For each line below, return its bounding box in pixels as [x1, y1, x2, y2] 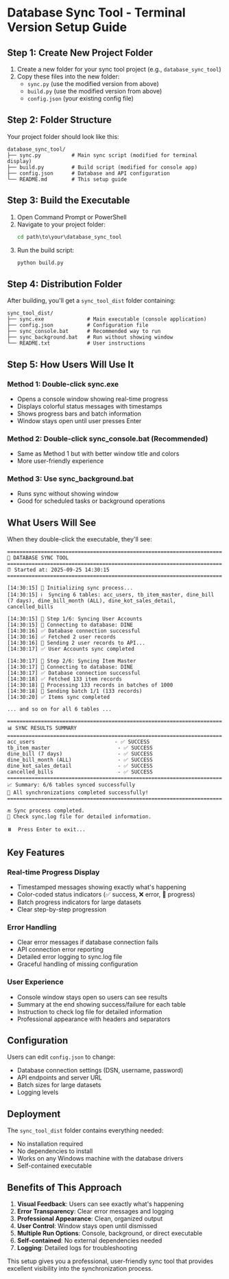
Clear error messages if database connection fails [16, 938, 159, 947]
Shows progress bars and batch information [16, 409, 142, 418]
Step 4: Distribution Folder [7, 278, 122, 290]
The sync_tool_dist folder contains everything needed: [7, 1126, 164, 1135]
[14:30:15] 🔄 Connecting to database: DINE [7, 621, 134, 629]
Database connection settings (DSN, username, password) [16, 1066, 184, 1075]
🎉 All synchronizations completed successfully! [7, 789, 149, 796]
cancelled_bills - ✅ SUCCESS [7, 769, 153, 775]
